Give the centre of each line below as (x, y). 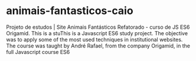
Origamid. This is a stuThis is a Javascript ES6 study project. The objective (97, 33)
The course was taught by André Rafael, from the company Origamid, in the (98, 46)
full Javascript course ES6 (38, 52)
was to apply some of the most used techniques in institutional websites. (94, 39)
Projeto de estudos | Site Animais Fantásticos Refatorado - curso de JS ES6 (98, 27)
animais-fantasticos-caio (70, 11)
